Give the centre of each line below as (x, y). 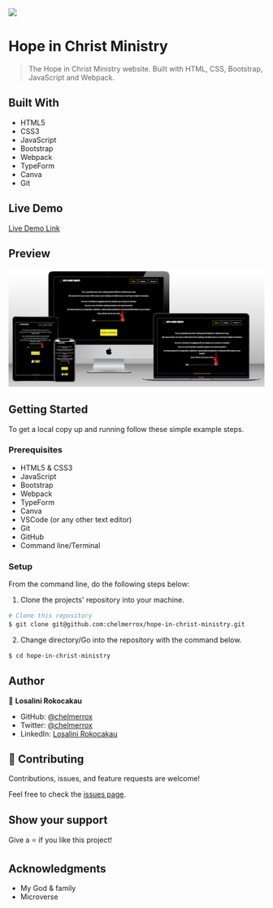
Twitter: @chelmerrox (56, 725)
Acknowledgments (58, 869)
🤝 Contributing (46, 759)
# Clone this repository (50, 616)
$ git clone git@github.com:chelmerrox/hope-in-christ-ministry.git (127, 624)
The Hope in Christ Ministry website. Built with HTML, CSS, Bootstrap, (145, 68)
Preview (30, 253)
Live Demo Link (35, 228)
